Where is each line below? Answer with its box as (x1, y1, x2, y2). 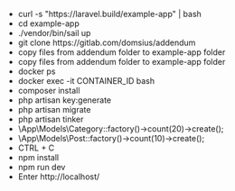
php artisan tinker (17, 114, 84, 124)
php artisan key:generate (17, 95, 112, 105)
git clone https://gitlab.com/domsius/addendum (17, 37, 196, 48)
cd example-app (17, 18, 80, 29)
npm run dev (17, 162, 66, 172)
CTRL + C (17, 142, 55, 153)
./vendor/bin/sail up (17, 28, 91, 38)
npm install (17, 152, 60, 162)
